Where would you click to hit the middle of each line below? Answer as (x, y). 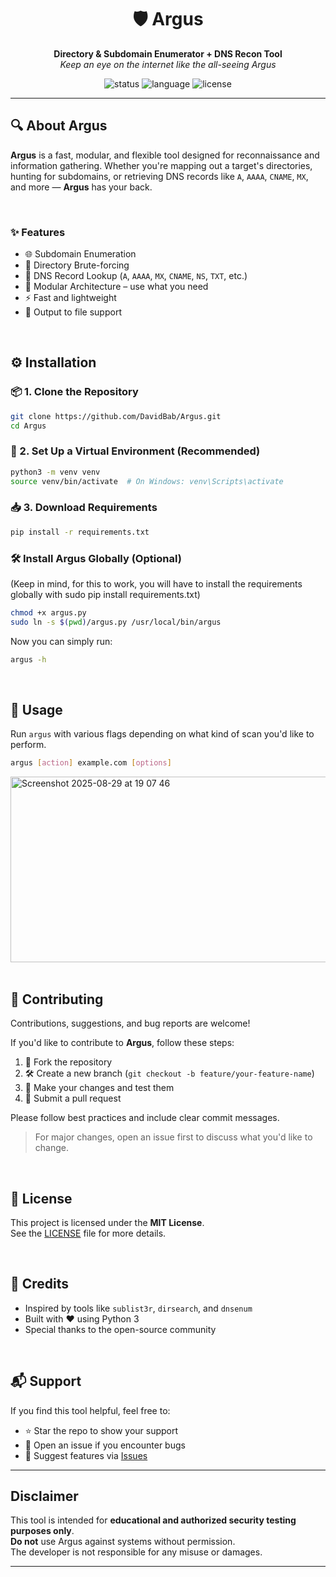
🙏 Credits (40, 1284)
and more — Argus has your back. (81, 187)
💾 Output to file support (73, 312)
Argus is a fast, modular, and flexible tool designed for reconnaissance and (165, 155)
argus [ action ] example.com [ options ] (91, 763)
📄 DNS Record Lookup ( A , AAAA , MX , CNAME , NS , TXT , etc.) (136, 276)
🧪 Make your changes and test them (99, 1088)
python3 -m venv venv (55, 472)
